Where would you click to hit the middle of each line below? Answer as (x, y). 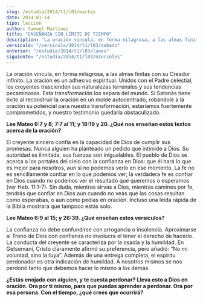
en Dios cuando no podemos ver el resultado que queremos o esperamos (98, 180)
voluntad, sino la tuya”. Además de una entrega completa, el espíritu (91, 255)
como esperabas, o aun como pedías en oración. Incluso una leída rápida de (101, 200)
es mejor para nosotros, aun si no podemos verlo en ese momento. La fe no (101, 168)
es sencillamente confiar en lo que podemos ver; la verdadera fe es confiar (100, 174)
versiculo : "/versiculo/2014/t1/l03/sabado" (63, 46)
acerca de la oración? (34, 130)
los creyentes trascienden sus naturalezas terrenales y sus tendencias (94, 87)
